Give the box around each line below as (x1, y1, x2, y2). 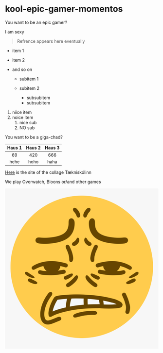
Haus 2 (26, 145, 41, 151)
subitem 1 (19, 76, 39, 82)
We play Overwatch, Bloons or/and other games (5, 179, 101, 185)
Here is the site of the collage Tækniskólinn (5, 169, 91, 175)
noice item (12, 114, 34, 120)
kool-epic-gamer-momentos (5, 3, 123, 15)
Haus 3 (44, 145, 60, 151)
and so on (12, 67, 33, 72)
